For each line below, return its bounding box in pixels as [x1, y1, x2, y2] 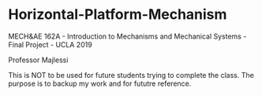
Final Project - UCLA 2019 [8, 39, 92, 49]
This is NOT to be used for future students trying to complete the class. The [8, 70, 254, 79]
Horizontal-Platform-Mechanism [8, 6, 227, 24]
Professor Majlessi [8, 55, 69, 65]
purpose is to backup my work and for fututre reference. [8, 79, 192, 88]
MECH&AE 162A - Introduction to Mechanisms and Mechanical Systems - [8, 31, 247, 41]
